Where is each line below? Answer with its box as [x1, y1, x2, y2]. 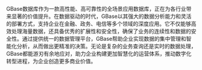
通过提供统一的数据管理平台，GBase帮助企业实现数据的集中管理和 [22, 35, 187, 42]
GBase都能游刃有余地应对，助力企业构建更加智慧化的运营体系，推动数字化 [6, 50, 192, 57]
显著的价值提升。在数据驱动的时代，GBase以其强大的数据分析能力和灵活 [11, 13, 192, 20]
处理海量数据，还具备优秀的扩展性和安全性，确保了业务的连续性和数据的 [11, 28, 191, 35]
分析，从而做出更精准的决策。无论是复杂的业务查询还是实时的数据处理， [16, 42, 197, 50]
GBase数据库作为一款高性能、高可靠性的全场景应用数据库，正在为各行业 [6, 5, 187, 12]
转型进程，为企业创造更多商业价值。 [6, 57, 96, 65]
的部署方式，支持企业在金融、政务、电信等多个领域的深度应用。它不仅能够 [6, 20, 191, 27]
